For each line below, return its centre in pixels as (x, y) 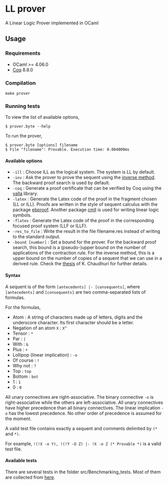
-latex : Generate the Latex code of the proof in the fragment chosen (85, 199)
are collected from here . (30, 477)
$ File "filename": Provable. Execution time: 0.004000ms (67, 150)
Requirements (23, 53)
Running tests (23, 106)
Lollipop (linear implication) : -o (45, 355)
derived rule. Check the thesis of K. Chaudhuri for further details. (80, 264)
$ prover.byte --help (28, 127)
